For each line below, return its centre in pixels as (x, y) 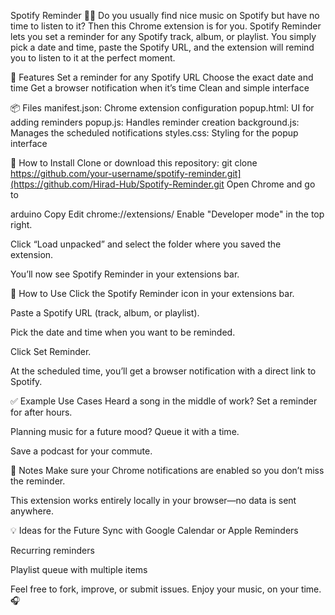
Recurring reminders (52, 550)
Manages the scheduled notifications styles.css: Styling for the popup (154, 133)
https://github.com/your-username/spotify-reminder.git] (126, 173)
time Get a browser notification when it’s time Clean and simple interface (160, 88)
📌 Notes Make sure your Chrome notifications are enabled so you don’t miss (167, 470)
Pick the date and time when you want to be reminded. (123, 332)
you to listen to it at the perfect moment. (93, 58)
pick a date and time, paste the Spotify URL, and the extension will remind (162, 47)
